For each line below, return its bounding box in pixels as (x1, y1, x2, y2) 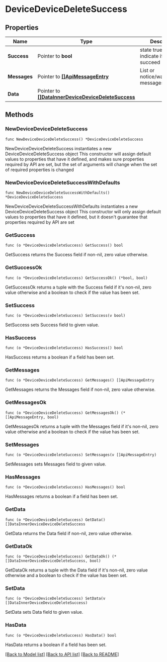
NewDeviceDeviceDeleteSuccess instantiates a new (5, 145, 112, 151)
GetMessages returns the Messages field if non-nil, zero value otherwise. (5, 386, 156, 392)
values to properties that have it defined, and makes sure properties (5, 156, 144, 162)
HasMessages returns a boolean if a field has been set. (5, 493, 118, 499)
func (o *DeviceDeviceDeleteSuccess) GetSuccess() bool (5, 243, 123, 248)
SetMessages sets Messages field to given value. (5, 461, 106, 467)
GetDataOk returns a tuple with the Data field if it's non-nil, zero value (5, 567, 148, 573)
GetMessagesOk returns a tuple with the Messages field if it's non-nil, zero (5, 423, 159, 429)
